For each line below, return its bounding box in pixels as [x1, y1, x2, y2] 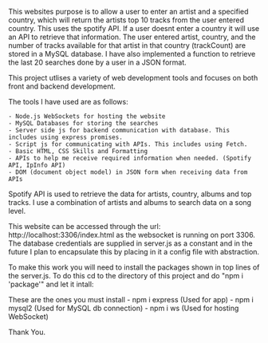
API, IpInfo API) [8, 161, 66, 169]
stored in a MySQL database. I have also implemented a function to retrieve [8, 49, 256, 58]
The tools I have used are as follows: [8, 97, 129, 106]
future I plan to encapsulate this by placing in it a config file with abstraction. [8, 247, 260, 256]
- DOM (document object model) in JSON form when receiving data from [8, 168, 248, 176]
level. [8, 207, 26, 215]
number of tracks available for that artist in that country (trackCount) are [8, 41, 246, 50]
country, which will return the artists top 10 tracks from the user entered [8, 15, 245, 25]
